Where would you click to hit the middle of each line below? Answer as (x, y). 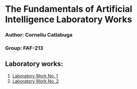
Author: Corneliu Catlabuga (39, 35)
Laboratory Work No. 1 (35, 76)
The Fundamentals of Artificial (69, 9)
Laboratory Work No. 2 (35, 81)
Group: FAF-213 (24, 48)
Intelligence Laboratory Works (68, 19)
